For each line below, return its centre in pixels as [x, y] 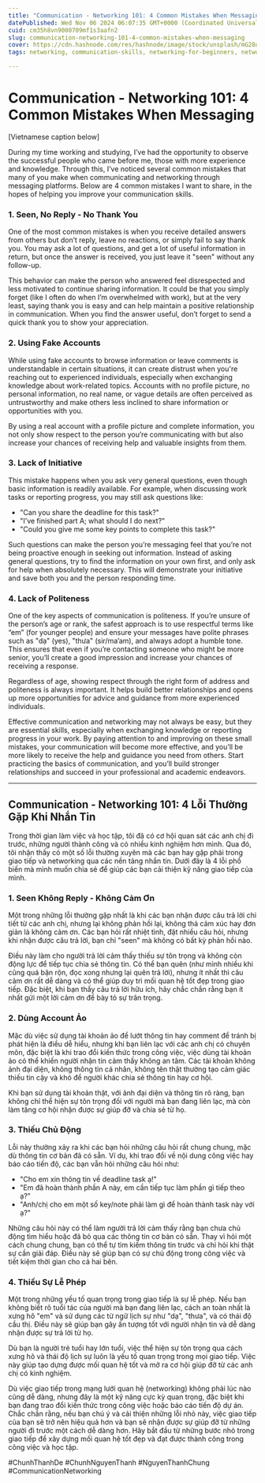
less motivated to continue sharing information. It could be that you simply [129, 289]
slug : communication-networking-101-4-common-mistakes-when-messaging [127, 38]
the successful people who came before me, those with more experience [127, 160]
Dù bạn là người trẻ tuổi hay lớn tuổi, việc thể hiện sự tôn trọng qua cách [125, 1348]
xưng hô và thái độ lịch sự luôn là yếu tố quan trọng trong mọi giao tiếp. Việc [132, 1357]
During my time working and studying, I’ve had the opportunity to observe [128, 152]
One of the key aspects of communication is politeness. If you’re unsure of [129, 616]
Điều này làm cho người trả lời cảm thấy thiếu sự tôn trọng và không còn [125, 956]
